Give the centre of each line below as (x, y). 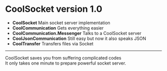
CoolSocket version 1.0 (54, 9)
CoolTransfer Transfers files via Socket (53, 43)
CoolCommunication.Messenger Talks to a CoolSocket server (77, 33)
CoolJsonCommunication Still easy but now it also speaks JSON (79, 38)
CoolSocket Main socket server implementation (61, 23)
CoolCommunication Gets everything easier (58, 28)
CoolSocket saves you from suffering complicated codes (63, 58)
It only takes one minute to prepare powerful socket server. (66, 63)
